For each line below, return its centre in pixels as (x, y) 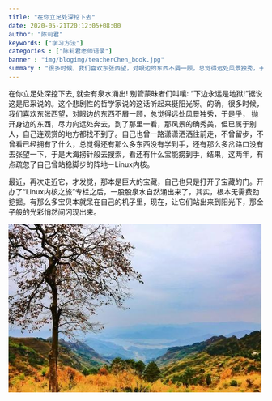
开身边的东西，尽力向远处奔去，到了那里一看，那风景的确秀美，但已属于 (129, 124)
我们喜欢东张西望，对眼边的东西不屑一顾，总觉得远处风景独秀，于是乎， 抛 (134, 113)
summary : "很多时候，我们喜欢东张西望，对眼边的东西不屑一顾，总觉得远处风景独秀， (134, 69)
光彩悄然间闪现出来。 (65, 211)
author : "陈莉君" (36, 34)
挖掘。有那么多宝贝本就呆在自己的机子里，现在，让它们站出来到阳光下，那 (132, 202)
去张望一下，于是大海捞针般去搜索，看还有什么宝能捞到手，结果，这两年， (132, 154)
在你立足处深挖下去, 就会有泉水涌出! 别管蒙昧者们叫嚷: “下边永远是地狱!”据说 (136, 93)
